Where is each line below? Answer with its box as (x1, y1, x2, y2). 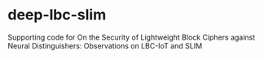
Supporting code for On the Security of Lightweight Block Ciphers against (7, 32, 256, 42)
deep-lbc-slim (7, 6, 107, 24)
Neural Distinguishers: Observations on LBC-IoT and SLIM (7, 40, 203, 50)
